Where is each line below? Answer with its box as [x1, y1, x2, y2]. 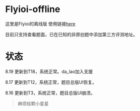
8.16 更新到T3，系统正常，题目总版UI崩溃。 [5, 89, 96, 96]
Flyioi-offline [5, 4, 60, 15]
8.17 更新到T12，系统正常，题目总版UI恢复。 [5, 79, 97, 85]
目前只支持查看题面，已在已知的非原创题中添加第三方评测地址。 [5, 31, 137, 37]
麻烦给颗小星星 [17, 100, 49, 106]
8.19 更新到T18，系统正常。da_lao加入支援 [5, 68, 93, 74]
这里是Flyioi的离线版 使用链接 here [5, 21, 76, 27]
